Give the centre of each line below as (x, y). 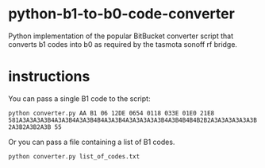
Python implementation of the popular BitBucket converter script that (121, 36)
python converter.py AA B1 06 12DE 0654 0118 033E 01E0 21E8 (111, 113)
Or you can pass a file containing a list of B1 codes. (92, 142)
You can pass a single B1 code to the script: (79, 98)
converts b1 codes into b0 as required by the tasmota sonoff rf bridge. (123, 44)
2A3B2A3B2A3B (30, 127)
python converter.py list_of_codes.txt (74, 156)
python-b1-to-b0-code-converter (122, 14)
